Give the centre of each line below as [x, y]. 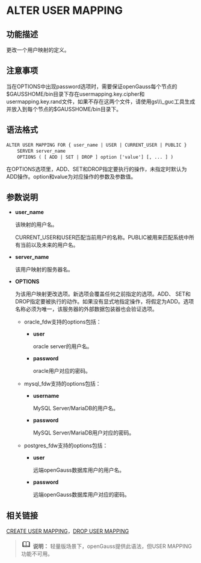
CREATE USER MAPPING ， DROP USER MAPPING [68, 531]
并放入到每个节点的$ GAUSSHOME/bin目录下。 [64, 109]
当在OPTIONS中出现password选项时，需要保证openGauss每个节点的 [92, 86]
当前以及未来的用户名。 [49, 245]
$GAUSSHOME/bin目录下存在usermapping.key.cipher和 [76, 94]
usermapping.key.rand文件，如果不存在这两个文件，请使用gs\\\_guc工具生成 [101, 101]
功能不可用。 [37, 554]
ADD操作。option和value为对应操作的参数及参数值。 [71, 176]
